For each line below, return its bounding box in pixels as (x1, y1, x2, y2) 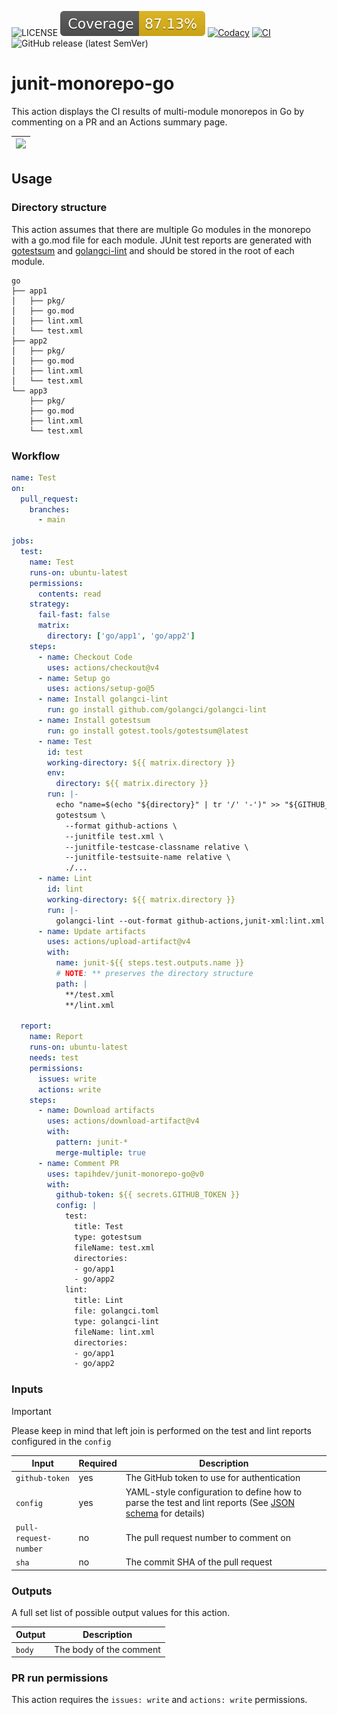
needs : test (29, 1053, 79, 1063)
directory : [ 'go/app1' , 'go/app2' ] (47, 631, 196, 641)
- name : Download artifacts (37, 1106, 156, 1116)
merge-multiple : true (55, 1147, 146, 1158)
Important (11, 1405, 52, 1417)
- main (37, 515, 66, 525)
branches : (29, 504, 71, 515)
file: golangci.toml (74, 1306, 160, 1316)
